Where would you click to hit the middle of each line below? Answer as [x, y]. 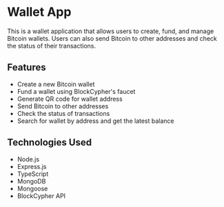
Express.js [32, 166]
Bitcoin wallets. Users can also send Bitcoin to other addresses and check [112, 38]
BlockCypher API [41, 196]
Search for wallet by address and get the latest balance [95, 121]
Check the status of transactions [63, 113]
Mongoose [32, 188]
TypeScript [33, 174]
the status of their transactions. [52, 46]
